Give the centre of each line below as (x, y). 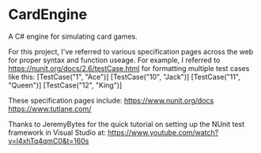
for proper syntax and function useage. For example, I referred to (114, 60)
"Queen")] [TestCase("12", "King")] (65, 85)
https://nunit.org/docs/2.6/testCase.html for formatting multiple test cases (129, 68)
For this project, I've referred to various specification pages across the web (131, 51)
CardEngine (48, 15)
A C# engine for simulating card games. (73, 36)
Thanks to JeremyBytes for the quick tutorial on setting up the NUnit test (127, 124)
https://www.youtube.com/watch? (163, 132)
